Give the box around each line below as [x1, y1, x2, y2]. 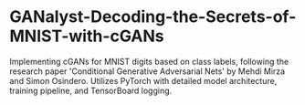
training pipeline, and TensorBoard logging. [9, 85, 173, 96]
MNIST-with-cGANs [9, 26, 164, 47]
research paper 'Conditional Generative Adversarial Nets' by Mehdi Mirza [9, 66, 286, 77]
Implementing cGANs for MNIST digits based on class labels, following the [9, 56, 289, 67]
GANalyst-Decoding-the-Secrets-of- [9, 6, 297, 27]
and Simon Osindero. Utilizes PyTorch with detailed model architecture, [9, 75, 278, 86]
